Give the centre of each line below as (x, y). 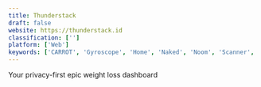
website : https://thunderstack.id (66, 30)
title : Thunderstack (43, 15)
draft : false (30, 23)
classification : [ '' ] (44, 38)
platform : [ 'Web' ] (39, 45)
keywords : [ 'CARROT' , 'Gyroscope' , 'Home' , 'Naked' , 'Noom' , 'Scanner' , (131, 52)
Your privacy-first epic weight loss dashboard (83, 75)
